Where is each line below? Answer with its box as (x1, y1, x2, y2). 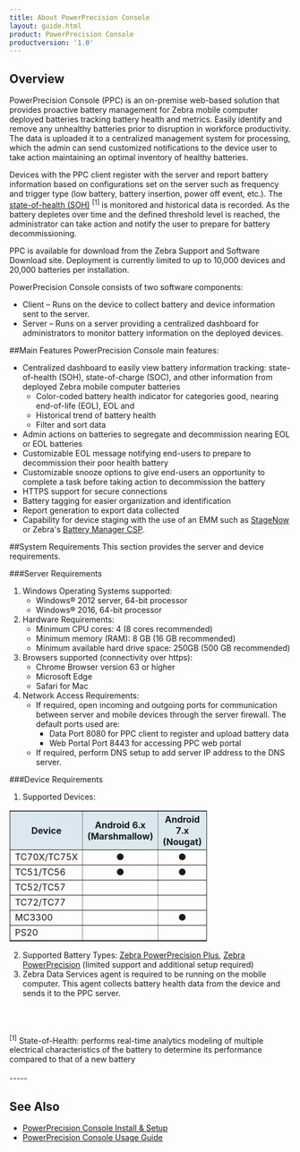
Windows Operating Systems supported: (21, 585, 173, 596)
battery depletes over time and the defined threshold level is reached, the (9, 209, 280, 219)
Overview (9, 71, 65, 86)
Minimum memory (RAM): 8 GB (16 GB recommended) (35, 633, 236, 644)
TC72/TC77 (14, 896, 66, 909)
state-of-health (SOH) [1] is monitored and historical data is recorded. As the (9, 198, 290, 210)
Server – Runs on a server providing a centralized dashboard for (21, 318, 260, 329)
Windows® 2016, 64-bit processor (35, 604, 163, 615)
